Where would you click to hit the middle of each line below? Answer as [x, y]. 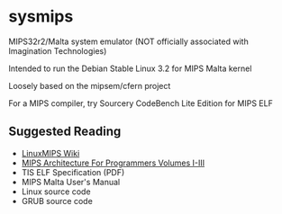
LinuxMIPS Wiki [50, 153]
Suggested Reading [65, 132]
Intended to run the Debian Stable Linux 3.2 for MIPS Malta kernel [130, 68]
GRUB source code [57, 201]
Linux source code [56, 192]
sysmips [41, 17]
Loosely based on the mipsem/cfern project [90, 85]
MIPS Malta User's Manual [71, 182]
